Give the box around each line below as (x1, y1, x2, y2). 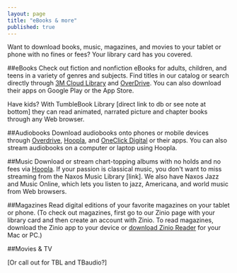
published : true (7, 23, 55, 30)
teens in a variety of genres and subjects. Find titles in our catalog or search (7, 71, 229, 80)
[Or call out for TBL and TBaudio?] (7, 258, 108, 267)
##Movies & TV (7, 245, 52, 253)
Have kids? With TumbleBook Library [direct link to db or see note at (7, 100, 207, 109)
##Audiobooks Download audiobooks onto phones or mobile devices (7, 128, 209, 138)
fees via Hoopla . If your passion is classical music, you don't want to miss (7, 165, 222, 174)
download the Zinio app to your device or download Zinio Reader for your (7, 224, 221, 232)
